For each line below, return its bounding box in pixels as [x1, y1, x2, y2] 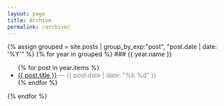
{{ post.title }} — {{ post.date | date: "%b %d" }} [17, 71, 157, 79]
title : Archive [7, 17, 52, 24]
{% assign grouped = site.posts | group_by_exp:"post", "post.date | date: [7, 43, 218, 51]
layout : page [7, 10, 46, 18]
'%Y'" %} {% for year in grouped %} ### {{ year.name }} [7, 50, 172, 58]
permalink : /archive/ [7, 23, 71, 30]
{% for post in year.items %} [17, 64, 100, 72]
